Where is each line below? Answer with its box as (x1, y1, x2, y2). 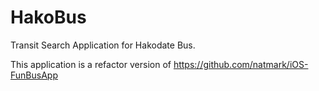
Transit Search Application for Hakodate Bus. (10, 39, 196, 51)
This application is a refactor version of (10, 58, 172, 70)
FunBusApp (10, 69, 58, 81)
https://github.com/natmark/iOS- (173, 58, 309, 70)
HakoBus (10, 6, 87, 29)
